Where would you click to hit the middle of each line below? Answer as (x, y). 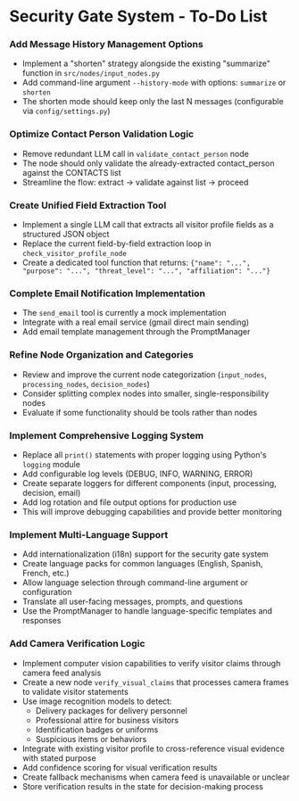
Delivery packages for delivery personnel (111, 710)
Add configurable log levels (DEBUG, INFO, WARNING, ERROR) (137, 474)
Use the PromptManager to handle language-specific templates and (147, 611)
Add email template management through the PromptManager (136, 332)
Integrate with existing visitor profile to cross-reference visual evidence (154, 748)
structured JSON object (66, 235)
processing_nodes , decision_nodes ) (86, 384)
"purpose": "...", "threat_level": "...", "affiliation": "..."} (146, 271)
